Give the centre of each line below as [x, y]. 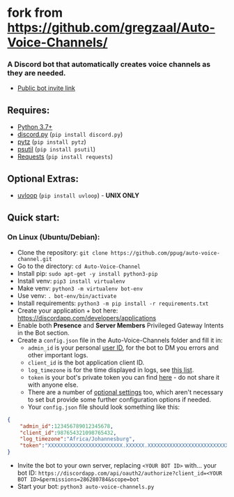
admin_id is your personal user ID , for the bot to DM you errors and [123, 348]
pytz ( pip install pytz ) [52, 142]
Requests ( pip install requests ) [65, 157]
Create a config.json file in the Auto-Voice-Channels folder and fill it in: [120, 340]
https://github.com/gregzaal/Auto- [111, 28]
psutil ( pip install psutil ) [56, 149]
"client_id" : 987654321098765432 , [68, 433]
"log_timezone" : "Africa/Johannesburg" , [78, 439]
